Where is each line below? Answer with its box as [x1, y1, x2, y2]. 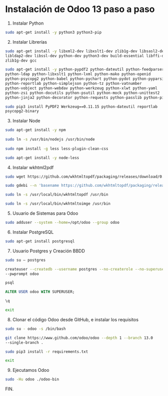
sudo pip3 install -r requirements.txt [5, 349, 88, 354]
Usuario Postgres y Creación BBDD [12, 247, 85, 254]
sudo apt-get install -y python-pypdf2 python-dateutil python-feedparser [5, 67, 164, 72]
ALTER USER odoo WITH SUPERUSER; [5, 290, 75, 295]
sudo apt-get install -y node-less [5, 155, 79, 160]
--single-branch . [5, 340, 43, 345]
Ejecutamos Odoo [12, 367, 49, 373]
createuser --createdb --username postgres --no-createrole [5, 267, 133, 272]
